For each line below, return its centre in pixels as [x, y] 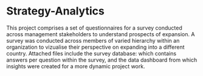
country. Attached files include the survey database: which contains [91, 53]
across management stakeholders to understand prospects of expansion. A [101, 34]
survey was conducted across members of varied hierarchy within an [93, 40]
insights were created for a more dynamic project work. [76, 66]
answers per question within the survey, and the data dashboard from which [102, 60]
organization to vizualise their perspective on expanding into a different [95, 47]
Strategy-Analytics [55, 11]
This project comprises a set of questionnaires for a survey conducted [94, 28]
